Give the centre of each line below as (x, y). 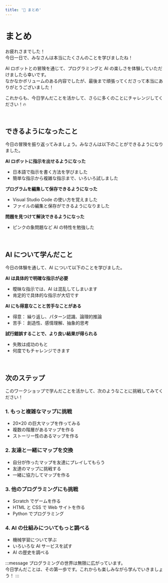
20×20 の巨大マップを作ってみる (47, 423)
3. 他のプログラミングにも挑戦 (42, 489)
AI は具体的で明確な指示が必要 (37, 278)
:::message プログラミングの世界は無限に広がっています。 (65, 563)
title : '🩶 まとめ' (23, 10)
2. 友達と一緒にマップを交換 (39, 450)
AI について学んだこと (39, 254)
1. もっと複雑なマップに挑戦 (39, 411)
